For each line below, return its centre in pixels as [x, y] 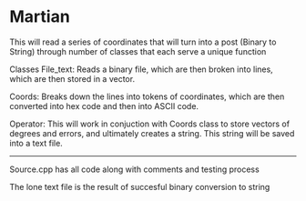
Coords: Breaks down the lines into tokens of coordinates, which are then [147, 96]
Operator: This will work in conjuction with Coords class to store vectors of [149, 124]
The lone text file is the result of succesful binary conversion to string [140, 186]
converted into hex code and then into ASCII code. [104, 106]
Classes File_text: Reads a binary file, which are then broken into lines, [141, 69]
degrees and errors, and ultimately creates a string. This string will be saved [152, 133]
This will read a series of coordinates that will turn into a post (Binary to [143, 42]
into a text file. [36, 143]
